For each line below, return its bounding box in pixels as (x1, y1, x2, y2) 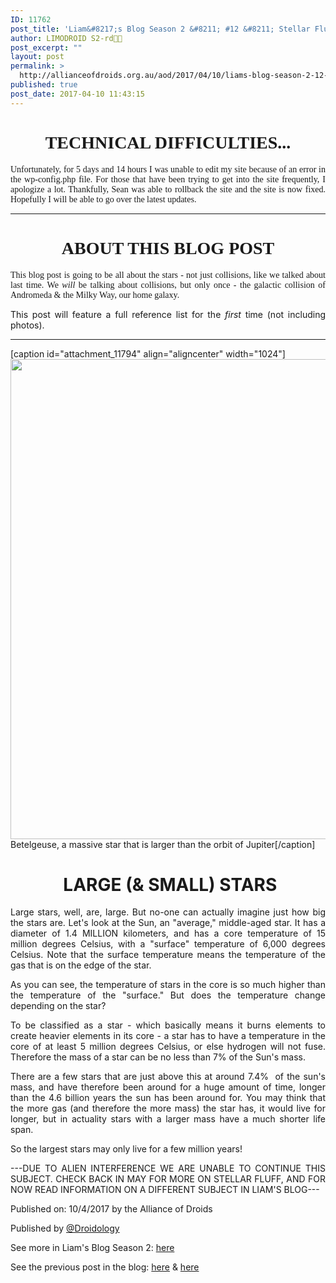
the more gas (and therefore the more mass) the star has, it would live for (10, 1102, 326, 1115)
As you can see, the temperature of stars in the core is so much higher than (10, 979, 326, 991)
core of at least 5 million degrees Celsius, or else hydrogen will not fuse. (10, 1041, 326, 1053)
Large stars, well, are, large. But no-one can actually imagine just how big (10, 906, 326, 918)
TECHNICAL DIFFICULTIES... (44, 132, 292, 153)
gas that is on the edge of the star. (10, 959, 152, 971)
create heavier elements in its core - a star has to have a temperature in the (10, 1030, 326, 1042)
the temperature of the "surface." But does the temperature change (10, 989, 326, 1001)
